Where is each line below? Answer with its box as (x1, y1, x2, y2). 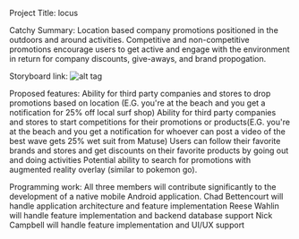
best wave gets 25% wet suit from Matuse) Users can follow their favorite (9, 136, 281, 146)
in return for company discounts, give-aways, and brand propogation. (9, 54, 267, 64)
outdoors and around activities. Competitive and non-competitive (9, 35, 251, 45)
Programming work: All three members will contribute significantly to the (9, 182, 277, 192)
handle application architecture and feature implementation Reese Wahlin (9, 201, 280, 211)
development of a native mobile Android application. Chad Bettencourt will (9, 192, 284, 201)
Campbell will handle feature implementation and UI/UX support (9, 219, 244, 230)
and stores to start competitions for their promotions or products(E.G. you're (9, 116, 291, 127)
